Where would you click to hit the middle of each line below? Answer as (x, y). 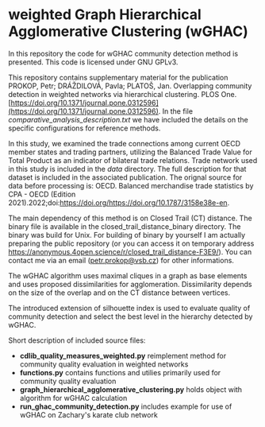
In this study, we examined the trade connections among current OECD (124, 143)
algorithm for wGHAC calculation (73, 398)
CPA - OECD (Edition (42, 194)
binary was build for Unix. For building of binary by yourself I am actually (127, 235)
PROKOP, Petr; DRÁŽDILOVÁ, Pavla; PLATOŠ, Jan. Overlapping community (130, 86)
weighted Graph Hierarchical (105, 15)
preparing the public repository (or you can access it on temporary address (131, 243)
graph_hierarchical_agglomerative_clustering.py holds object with (131, 389)
